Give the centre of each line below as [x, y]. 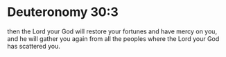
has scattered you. [34, 46]
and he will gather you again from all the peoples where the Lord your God [113, 38]
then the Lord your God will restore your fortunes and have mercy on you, [112, 31]
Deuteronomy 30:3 [63, 12]
